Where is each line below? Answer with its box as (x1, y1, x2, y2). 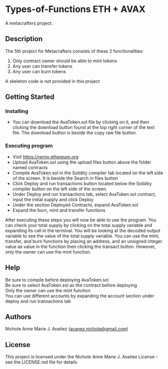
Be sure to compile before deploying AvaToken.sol (5, 277, 109, 283)
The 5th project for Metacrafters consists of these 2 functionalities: (5, 48, 144, 54)
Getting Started (5, 93, 55, 101)
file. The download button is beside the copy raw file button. (12, 130, 137, 136)
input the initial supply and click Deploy (12, 196, 94, 202)
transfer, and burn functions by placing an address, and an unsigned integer (5, 238, 162, 244)
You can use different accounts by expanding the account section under (5, 293, 154, 299)
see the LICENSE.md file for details (5, 359, 78, 365)
